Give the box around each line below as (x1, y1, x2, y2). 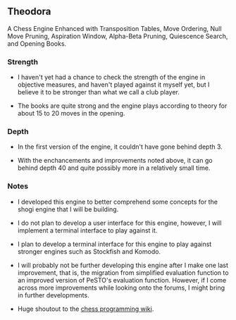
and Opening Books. (7, 39, 67, 48)
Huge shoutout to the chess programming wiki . (17, 304, 154, 313)
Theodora (7, 6, 51, 18)
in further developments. (17, 290, 89, 299)
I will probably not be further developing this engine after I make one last (17, 261, 229, 269)
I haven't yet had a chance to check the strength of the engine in (17, 73, 206, 82)
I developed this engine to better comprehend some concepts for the (17, 197, 218, 206)
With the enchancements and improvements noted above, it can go (17, 156, 213, 165)
